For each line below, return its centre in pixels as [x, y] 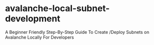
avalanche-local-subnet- [57, 8]
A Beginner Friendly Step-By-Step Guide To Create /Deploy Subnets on [77, 32]
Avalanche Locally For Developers [40, 37]
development [33, 19]
